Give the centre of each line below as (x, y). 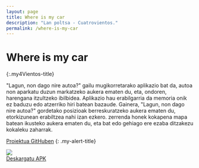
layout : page (22, 12)
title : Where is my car (36, 17)
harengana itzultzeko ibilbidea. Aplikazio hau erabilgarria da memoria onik (97, 98)
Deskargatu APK (26, 159)
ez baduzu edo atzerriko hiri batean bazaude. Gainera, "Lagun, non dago (96, 104)
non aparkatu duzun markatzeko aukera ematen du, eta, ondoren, (86, 92)
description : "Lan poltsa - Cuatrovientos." (62, 23)
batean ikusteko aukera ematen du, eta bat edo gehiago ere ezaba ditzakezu (100, 123)
